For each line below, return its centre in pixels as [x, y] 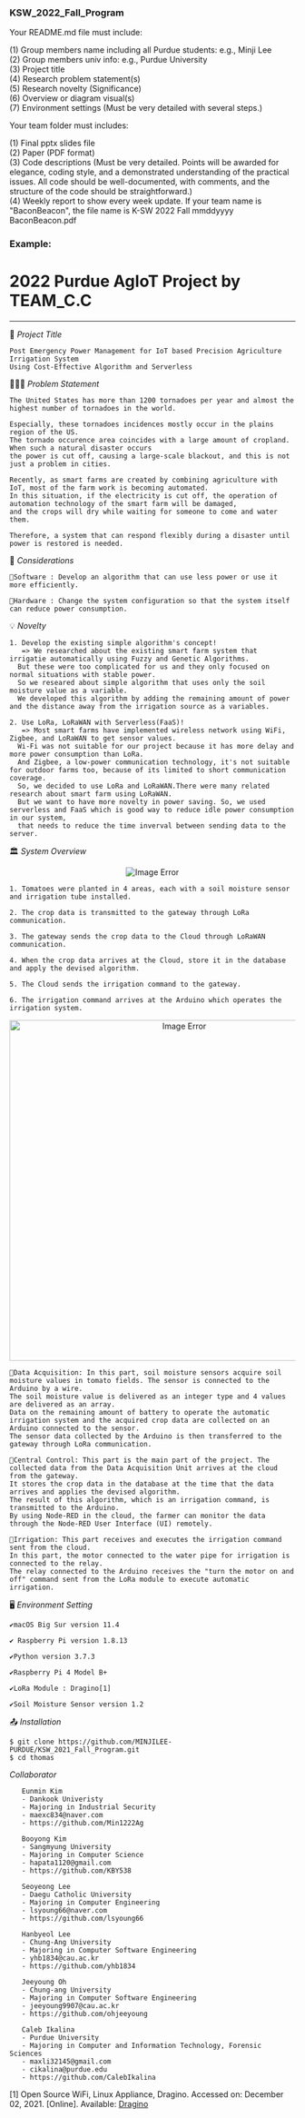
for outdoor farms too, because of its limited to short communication [148, 771]
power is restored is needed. [67, 544]
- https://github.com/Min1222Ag [83, 1824]
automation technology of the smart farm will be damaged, [123, 504]
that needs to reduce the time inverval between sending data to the [152, 826]
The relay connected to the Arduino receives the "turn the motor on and [152, 1572]
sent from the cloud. [50, 1548]
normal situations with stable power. [83, 675]
